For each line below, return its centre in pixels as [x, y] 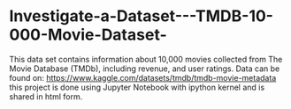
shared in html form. [46, 96]
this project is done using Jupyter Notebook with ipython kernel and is [137, 87]
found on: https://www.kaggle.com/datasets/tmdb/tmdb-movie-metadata [143, 77]
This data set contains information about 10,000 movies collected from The [146, 59]
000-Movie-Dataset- [88, 35]
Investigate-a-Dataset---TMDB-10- [142, 16]
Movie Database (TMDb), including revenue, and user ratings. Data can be [145, 69]
